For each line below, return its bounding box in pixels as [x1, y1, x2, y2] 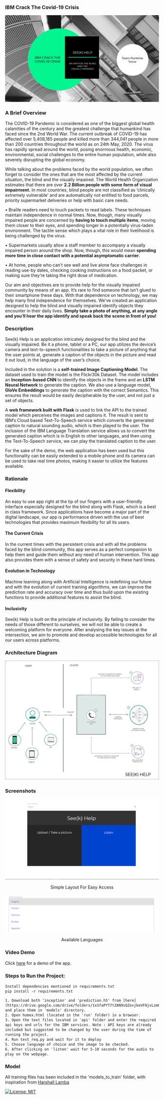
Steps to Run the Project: [5, 972, 65, 979]
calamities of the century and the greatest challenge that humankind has [5, 126, 151, 132]
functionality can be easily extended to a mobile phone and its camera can [5, 453, 155, 459]
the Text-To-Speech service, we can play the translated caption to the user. [5, 438, 157, 444]
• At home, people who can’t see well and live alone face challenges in [5, 262, 147, 268]
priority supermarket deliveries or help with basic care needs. [5, 197, 129, 204]
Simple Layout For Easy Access [50, 884, 114, 890]
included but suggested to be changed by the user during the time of [5, 1027, 152, 1033]
